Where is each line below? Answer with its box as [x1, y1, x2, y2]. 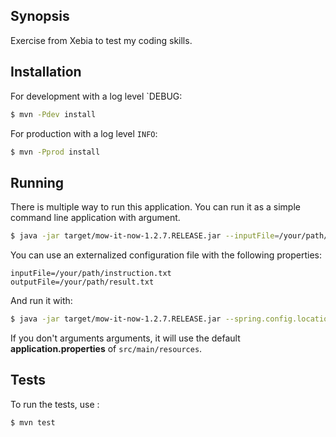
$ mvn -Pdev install [10, 109, 97, 119]
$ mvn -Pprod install [10, 147, 101, 157]
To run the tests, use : [10, 398, 100, 410]
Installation [10, 64, 82, 81]
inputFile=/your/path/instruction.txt [10, 269, 172, 279]
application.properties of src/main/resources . [10, 342, 203, 354]
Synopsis [10, 8, 70, 25]
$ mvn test [10, 417, 56, 428]
